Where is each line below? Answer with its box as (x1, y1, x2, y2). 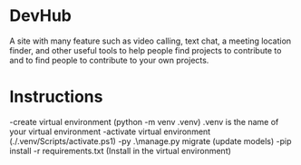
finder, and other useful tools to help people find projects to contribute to (9, 44, 282, 55)
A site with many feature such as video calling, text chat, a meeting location (9, 35, 292, 46)
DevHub (9, 5, 73, 26)
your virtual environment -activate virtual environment (9, 126, 211, 137)
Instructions (9, 87, 103, 107)
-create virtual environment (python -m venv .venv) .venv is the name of (9, 116, 279, 127)
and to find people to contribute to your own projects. (9, 54, 209, 65)
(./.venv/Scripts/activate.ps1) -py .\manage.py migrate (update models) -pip (9, 135, 292, 146)
